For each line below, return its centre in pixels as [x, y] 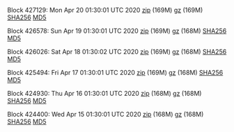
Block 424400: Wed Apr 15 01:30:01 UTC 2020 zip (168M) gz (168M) [106, 114]
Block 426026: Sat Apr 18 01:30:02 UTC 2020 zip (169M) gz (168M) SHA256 [117, 52]
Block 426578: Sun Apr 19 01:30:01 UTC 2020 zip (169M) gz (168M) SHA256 [117, 31]
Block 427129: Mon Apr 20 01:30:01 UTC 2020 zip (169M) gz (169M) [105, 10]
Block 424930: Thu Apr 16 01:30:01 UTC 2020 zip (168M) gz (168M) [104, 93]
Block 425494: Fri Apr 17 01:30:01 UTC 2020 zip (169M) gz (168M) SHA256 [115, 73]
